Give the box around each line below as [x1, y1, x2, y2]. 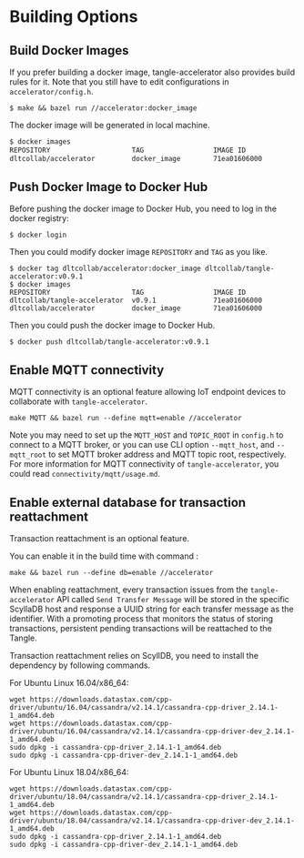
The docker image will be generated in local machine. [9, 120, 210, 130]
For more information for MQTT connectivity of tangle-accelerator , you [9, 459, 279, 469]
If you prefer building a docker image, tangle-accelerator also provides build [9, 66, 296, 77]
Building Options [9, 6, 138, 27]
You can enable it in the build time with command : [9, 550, 198, 561]
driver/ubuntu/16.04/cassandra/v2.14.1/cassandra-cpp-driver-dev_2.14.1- [9, 727, 296, 736]
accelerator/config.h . [9, 86, 94, 96]
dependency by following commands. [9, 660, 151, 671]
